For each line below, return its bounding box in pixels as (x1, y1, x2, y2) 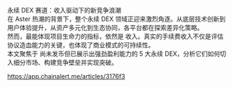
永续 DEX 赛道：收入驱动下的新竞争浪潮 (7, 6, 121, 14)
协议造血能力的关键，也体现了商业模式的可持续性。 (7, 41, 155, 49)
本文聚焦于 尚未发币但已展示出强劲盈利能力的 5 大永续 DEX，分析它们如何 (7, 49, 220, 58)
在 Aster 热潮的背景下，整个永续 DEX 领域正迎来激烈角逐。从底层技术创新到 (7, 15, 226, 23)
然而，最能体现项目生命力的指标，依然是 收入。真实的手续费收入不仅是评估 (7, 32, 224, 40)
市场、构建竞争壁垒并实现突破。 (25, 58, 118, 66)
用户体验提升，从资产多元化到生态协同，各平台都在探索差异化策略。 (7, 24, 204, 31)
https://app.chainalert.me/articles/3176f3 (7, 72, 126, 80)
